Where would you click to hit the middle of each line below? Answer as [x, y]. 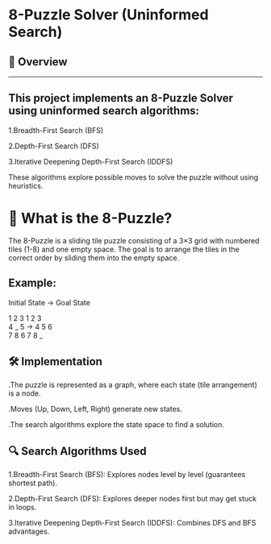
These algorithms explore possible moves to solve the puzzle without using [133, 177]
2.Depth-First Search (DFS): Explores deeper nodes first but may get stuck [133, 499]
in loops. [23, 507]
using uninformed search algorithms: [104, 111]
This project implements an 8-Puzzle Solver [121, 98]
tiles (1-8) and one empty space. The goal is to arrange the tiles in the [124, 249]
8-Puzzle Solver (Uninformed [108, 15]
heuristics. [26, 185]
